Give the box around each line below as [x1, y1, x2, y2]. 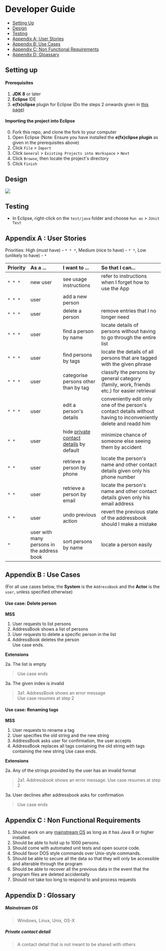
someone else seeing [101, 438, 151, 444]
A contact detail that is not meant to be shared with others [17, 941, 136, 947]
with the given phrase [101, 361, 152, 368]
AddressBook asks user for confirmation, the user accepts [12, 738, 131, 744]
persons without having [101, 328, 156, 335]
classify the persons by [101, 369, 156, 376]
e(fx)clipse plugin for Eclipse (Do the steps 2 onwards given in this [12, 101, 149, 107]
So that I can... [101, 264, 136, 271]
